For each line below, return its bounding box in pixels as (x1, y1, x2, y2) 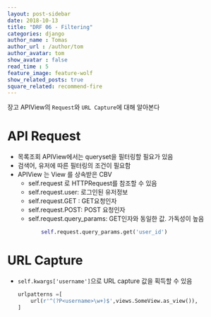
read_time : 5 (7, 63, 49, 70)
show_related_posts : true (7, 76, 83, 83)
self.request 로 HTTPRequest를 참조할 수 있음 (28, 179, 157, 188)
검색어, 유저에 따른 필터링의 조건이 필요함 (17, 161, 131, 170)
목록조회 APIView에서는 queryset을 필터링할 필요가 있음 (17, 153, 174, 161)
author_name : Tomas (7, 37, 68, 44)
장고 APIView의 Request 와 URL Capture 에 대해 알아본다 (7, 103, 160, 112)
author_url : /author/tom (7, 43, 83, 50)
